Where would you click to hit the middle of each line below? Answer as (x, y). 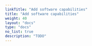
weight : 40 (16, 18)
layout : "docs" (20, 23)
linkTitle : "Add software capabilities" (46, 9)
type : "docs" (18, 27)
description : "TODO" (26, 36)
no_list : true (19, 32)
